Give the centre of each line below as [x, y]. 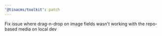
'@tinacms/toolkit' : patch [32, 10]
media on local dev [38, 29]
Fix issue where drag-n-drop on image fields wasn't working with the [75, 24]
